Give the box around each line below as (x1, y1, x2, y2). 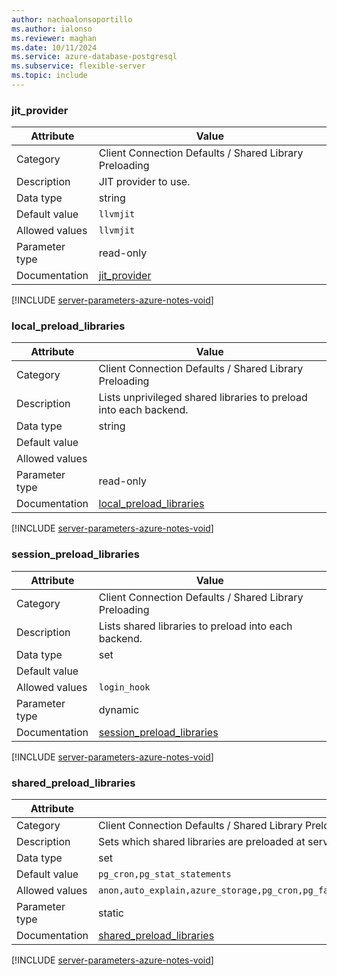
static (98, 906, 124, 920)
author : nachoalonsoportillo (11, 14, 133, 25)
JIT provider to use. (98, 175, 191, 189)
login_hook (98, 681, 151, 693)
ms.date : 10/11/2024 (11, 42, 98, 53)
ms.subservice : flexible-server (11, 61, 146, 71)
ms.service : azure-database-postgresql (11, 52, 178, 62)
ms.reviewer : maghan (11, 33, 98, 43)
